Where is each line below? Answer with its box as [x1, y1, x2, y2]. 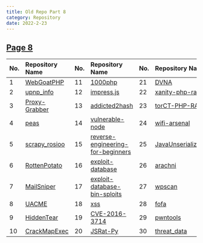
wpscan [155, 183, 178, 191]
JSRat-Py [90, 227, 119, 236]
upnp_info [25, 88, 54, 97]
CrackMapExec [25, 227, 69, 236]
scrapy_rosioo [25, 140, 65, 149]
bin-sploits [90, 190, 122, 198]
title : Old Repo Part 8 [6, 8, 66, 15]
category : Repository [6, 15, 61, 21]
